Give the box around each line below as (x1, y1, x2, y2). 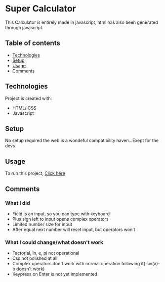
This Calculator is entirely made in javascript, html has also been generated (5, 19, 158, 25)
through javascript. (5, 24, 43, 30)
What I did (5, 199, 31, 206)
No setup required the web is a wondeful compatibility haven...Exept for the (5, 138, 159, 143)
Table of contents (5, 39, 60, 47)
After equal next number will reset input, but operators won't (12, 226, 136, 233)
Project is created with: (5, 95, 52, 101)
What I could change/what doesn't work (5, 238, 104, 245)
